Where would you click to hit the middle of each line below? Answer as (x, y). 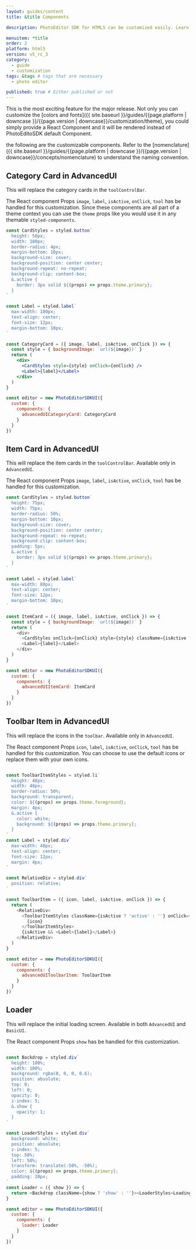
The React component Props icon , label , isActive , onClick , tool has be (92, 747)
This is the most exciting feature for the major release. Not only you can (92, 109)
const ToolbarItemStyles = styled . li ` (53, 775)
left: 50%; (24, 1161)
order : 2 (17, 44)
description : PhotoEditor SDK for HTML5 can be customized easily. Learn (98, 27)
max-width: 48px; (32, 846)
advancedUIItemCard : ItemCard (58, 687)
